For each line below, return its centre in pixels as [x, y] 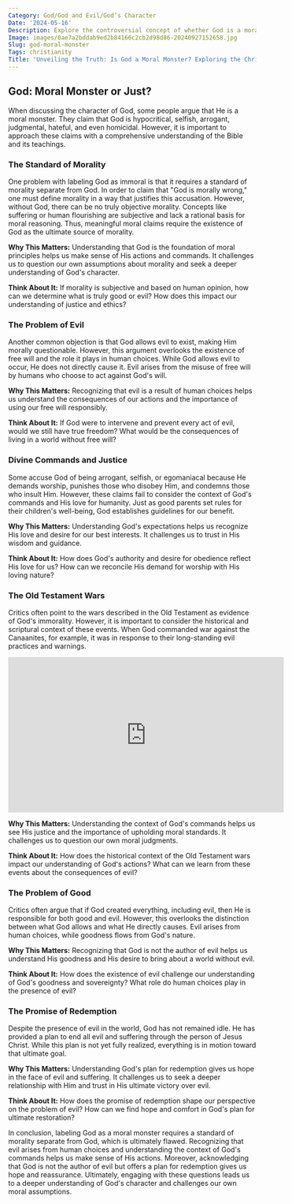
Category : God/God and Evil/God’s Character [82, 15]
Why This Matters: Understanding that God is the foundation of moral [122, 247]
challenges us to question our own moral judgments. [93, 840]
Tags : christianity [40, 52]
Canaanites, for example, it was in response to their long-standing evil [122, 638]
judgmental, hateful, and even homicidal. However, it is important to [117, 127]
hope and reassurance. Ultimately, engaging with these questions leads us [129, 1175]
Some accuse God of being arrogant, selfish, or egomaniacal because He [127, 477]
